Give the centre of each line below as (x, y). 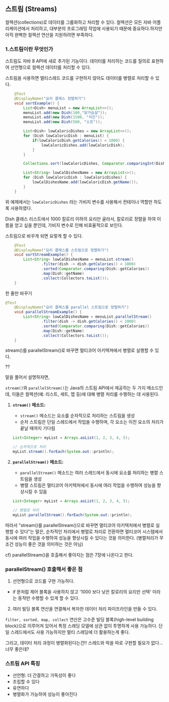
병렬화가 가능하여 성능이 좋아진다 (45, 694)
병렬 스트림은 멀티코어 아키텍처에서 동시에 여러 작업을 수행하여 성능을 (88, 485)
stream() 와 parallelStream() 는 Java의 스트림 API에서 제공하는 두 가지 (75, 388)
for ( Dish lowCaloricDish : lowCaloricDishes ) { (75, 178)
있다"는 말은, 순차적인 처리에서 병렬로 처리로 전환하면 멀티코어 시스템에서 (91, 532)
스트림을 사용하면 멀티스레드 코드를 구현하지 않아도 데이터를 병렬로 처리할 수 (80, 78)
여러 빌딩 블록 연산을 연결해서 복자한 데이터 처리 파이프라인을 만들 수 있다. (85, 609)
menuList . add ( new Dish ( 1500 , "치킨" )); (64, 118)
